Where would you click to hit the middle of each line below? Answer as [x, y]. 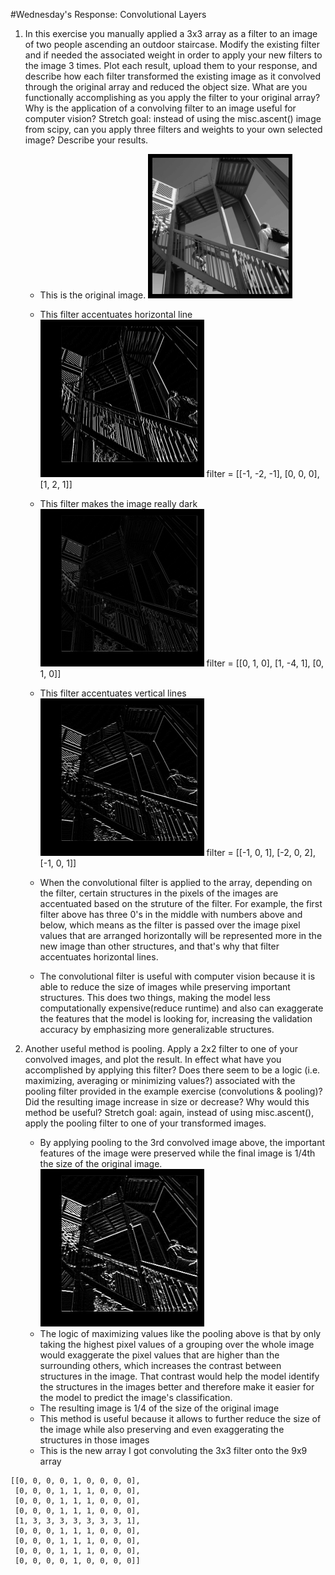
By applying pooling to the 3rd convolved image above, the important [182, 1142]
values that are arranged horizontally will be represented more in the [181, 935]
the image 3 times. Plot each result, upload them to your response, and [171, 65]
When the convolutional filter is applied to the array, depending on [176, 882]
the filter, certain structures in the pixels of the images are [159, 893]
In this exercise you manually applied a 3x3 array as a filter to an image [171, 33]
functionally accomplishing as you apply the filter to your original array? [172, 97]
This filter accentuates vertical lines [113, 693]
